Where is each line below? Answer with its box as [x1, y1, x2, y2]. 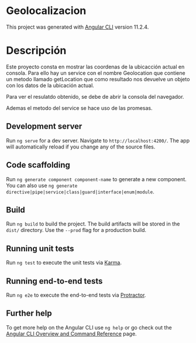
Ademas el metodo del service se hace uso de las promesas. [6, 104, 153, 112]
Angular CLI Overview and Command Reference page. [6, 330, 137, 337]
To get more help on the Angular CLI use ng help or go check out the [6, 324, 172, 331]
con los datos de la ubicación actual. [6, 82, 95, 89]
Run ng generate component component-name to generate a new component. [6, 175, 187, 182]
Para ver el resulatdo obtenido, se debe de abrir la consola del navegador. [6, 93, 184, 100]
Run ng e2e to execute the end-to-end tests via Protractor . [6, 291, 146, 299]
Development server [6, 122, 82, 131]
